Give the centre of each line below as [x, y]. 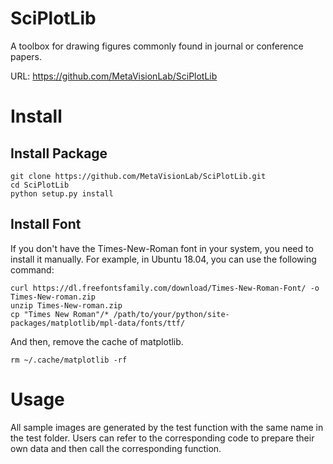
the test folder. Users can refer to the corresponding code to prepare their [162, 438]
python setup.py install [62, 193]
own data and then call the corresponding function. [116, 448]
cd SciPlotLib [40, 185]
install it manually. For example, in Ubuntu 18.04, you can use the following [163, 259]
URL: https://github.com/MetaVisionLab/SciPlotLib [114, 76]
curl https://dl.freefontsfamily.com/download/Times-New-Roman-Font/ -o [165, 288]
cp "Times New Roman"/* [60, 314]
